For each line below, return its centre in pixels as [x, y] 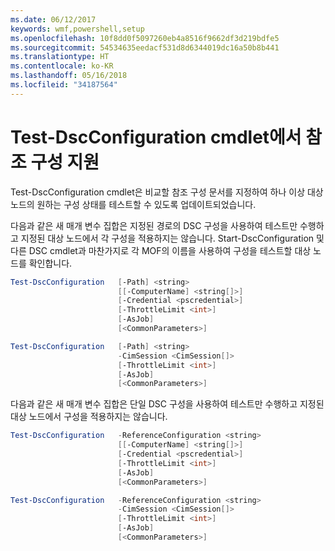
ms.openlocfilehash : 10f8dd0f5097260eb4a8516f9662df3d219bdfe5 [145, 38]
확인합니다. [50, 263]
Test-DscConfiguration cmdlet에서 [156, 137]
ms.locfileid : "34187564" [64, 85]
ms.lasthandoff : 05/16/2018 [69, 76]
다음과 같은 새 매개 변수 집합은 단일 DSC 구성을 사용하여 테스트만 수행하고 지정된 [167, 404]
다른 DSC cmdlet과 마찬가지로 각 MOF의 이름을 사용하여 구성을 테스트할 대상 [161, 250]
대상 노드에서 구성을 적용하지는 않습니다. [89, 417]
